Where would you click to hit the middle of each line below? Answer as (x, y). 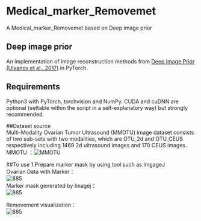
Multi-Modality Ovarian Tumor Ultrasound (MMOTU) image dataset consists (100, 132)
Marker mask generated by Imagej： (51, 185)
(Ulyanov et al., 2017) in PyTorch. (47, 68)
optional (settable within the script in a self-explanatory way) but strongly (97, 107)
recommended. (25, 114)
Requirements (33, 87)
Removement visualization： (42, 205)
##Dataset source (29, 126)
